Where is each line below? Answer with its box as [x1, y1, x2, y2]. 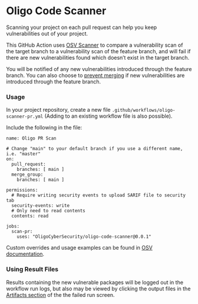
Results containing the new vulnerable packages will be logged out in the [6, 279, 184, 286]
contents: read [11, 213, 49, 219]
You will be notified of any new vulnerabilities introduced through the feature [6, 65, 192, 72]
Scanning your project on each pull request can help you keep [6, 24, 157, 31]
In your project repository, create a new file [6, 106, 111, 114]
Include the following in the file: [6, 124, 82, 131]
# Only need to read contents [11, 208, 85, 214]
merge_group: [11, 172, 44, 178]
